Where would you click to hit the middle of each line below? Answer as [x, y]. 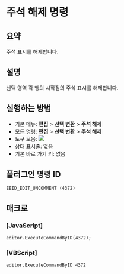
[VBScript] [22, 253]
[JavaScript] [25, 226]
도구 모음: [26, 138]
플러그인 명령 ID [34, 175]
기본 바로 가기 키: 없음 [40, 153]
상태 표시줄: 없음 [34, 146]
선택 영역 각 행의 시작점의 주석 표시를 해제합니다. [62, 88]
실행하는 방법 [29, 108]
